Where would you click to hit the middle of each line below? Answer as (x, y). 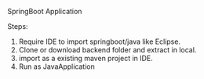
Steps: (18, 26)
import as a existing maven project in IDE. (86, 58)
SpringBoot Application (45, 11)
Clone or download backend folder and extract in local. (107, 50)
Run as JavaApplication (57, 66)
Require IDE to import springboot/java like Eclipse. (100, 41)
